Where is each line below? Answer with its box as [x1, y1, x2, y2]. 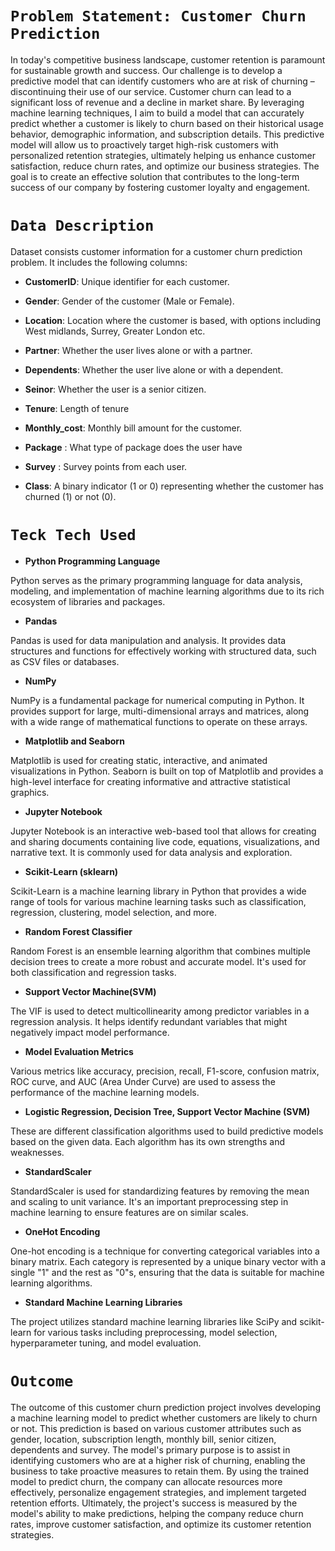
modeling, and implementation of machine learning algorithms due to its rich [10, 585, 325, 597]
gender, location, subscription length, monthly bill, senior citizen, [10, 1433, 277, 1445]
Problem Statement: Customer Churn [10, 7, 307, 26]
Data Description [10, 217, 155, 236]
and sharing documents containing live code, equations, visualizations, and [10, 835, 320, 847]
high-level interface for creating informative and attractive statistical [10, 775, 291, 787]
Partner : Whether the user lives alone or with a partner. [24, 344, 253, 356]
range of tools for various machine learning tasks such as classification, [10, 895, 307, 907]
